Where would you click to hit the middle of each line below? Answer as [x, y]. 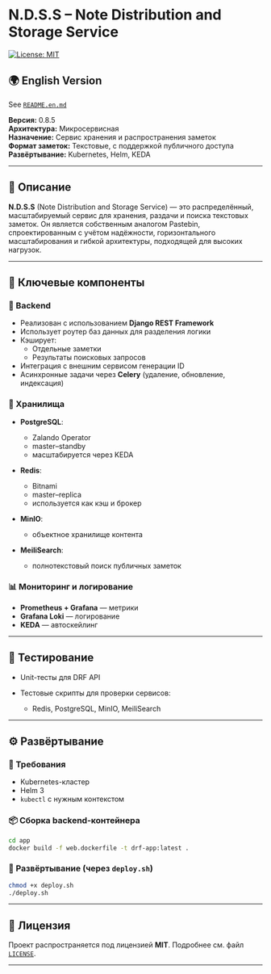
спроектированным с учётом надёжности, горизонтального [112, 233]
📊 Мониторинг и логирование [71, 587]
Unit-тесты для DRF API [60, 677]
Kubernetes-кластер [55, 782]
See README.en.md [38, 104]
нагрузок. [25, 250]
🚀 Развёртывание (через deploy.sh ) [81, 868]
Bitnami [45, 485]
